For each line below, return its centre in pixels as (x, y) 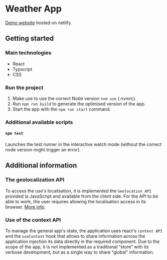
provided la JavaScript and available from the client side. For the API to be (82, 196)
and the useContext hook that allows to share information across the (75, 236)
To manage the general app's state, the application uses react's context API (84, 231)
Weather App (33, 9)
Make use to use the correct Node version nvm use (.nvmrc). (74, 98)
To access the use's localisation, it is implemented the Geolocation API (78, 191)
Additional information (41, 166)
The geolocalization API (35, 180)
